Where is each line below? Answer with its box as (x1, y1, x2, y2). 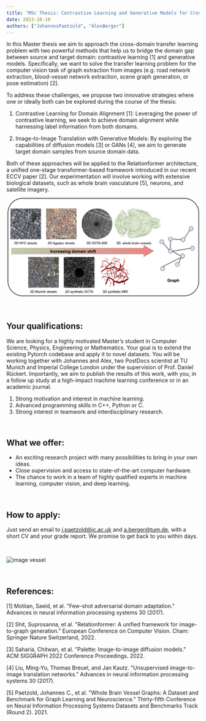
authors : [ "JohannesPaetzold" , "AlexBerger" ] (6, 23, 124, 29)
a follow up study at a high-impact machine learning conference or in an (6, 376, 189, 384)
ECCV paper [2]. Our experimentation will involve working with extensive (6, 173, 190, 181)
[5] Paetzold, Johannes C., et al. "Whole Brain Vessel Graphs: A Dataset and (6, 689, 199, 696)
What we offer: (6, 437, 65, 448)
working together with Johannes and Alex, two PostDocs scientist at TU (6, 357, 188, 364)
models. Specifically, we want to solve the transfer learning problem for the (6, 60, 196, 68)
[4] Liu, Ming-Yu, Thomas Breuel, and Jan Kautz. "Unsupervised (6, 664, 169, 672)
